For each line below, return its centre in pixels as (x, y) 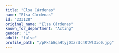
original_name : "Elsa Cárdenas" (39, 24)
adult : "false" (21, 38)
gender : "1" (18, 33)
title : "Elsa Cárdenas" (30, 10)
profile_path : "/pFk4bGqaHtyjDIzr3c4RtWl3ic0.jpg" (60, 43)
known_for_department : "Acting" (39, 29)
